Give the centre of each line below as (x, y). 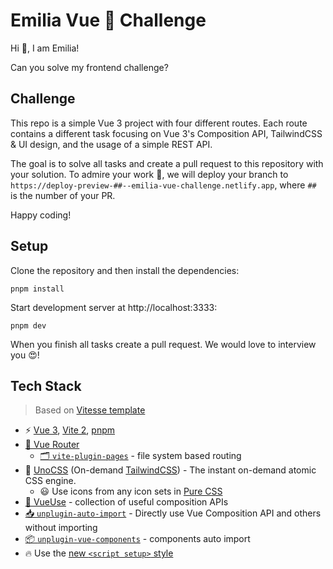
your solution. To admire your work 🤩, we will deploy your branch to (149, 174)
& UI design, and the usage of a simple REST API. (111, 144)
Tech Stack (46, 385)
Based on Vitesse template (90, 410)
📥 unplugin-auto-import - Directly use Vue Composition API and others (173, 513)
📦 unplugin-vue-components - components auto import (137, 539)
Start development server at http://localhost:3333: (114, 307)
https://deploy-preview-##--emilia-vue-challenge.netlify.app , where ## (163, 185)
